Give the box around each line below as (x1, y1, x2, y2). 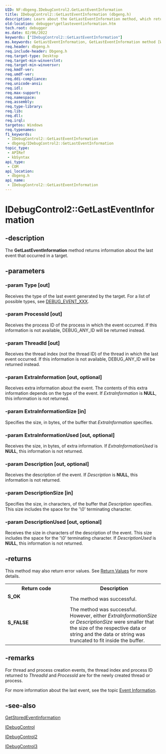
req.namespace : (5, 95, 37, 100)
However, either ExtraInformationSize (70, 612, 157, 619)
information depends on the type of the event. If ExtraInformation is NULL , (5, 390, 157, 396)
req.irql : (5, 118, 26, 123)
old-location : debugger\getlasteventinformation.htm (5, 21, 116, 26)
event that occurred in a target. (5, 252, 68, 258)
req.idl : (5, 85, 23, 91)
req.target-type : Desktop (5, 53, 58, 59)
